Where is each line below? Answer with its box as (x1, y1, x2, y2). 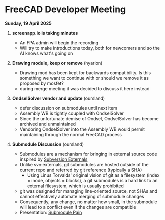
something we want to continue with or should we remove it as (19, 75, 149, 81)
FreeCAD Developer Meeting (5, 4, 126, 15)
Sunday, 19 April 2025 (5, 20, 52, 26)
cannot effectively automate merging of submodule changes (19, 193, 144, 199)
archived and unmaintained (19, 121, 76, 127)
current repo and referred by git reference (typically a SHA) (19, 167, 142, 173)
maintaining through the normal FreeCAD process (19, 131, 122, 137)
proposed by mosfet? (19, 80, 64, 86)
